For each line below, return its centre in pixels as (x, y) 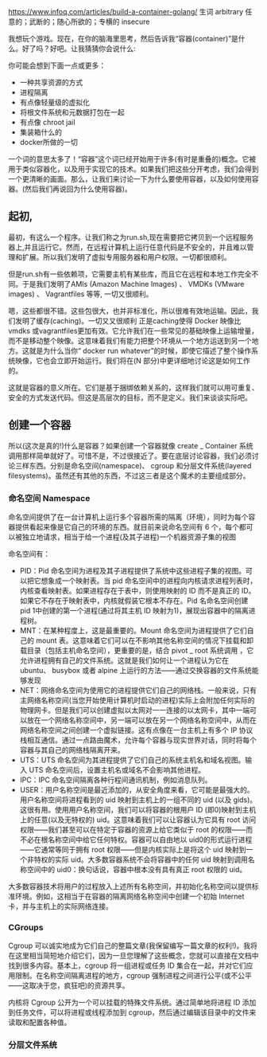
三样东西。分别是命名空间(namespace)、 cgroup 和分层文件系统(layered (133, 465)
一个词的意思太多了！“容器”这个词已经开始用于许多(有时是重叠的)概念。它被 (132, 159)
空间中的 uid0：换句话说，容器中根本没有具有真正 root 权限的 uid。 (137, 869)
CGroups (26, 927)
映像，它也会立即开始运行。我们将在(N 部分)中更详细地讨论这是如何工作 (132, 360)
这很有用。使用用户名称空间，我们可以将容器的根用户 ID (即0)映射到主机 (138, 809)
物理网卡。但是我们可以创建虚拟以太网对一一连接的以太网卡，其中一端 (135, 710)
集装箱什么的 (41, 132)
